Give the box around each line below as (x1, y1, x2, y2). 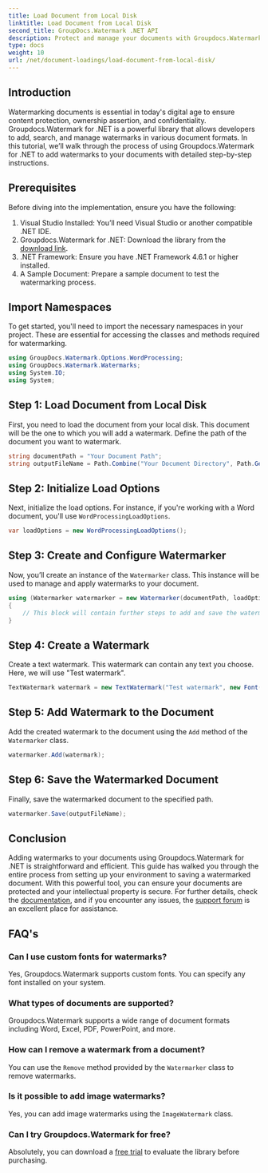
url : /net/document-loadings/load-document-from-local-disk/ (8, 57, 216, 65)
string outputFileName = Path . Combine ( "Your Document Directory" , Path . (8, 459, 255, 467)
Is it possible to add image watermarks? (8, 1091, 166, 1102)
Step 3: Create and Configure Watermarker (8, 549, 227, 563)
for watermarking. (8, 339, 68, 348)
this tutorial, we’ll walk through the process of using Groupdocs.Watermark (8, 141, 255, 150)
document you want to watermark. (8, 436, 122, 446)
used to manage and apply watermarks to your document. (8, 579, 199, 588)
